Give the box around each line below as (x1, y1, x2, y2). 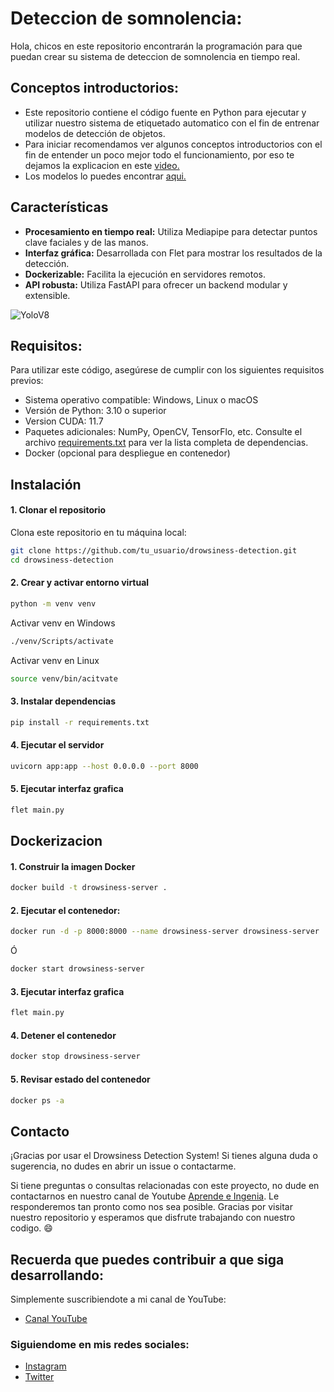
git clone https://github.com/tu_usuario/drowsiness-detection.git (10, 545, 298, 556)
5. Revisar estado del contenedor (10, 1073, 151, 1085)
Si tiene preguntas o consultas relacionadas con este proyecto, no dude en (10, 1180, 320, 1192)
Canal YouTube (24, 1313, 88, 1325)
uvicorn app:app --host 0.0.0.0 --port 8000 (10, 761, 199, 771)
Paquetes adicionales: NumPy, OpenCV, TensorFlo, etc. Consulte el (24, 426, 303, 438)
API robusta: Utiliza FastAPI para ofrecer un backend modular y (24, 278, 288, 291)
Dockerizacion (10, 833, 103, 850)
